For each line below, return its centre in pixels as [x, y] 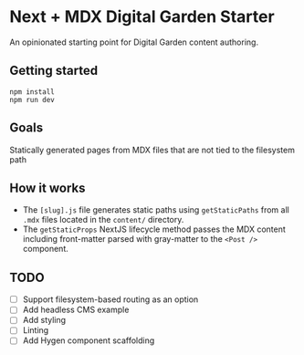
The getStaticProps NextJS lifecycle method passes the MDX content [154, 229]
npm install [32, 92]
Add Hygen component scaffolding [89, 340]
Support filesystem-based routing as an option [110, 299]
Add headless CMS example [76, 310]
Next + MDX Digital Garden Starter [142, 17]
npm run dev [32, 99]
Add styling [44, 320]
